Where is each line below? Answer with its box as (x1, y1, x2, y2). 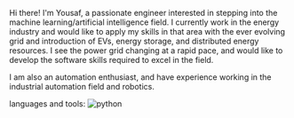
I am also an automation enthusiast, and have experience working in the (9, 72, 273, 83)
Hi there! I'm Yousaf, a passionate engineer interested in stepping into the (9, 8, 278, 18)
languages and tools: (9, 98, 86, 109)
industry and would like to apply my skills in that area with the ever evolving (9, 27, 286, 36)
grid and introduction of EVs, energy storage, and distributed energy (9, 35, 259, 46)
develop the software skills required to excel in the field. (9, 55, 214, 65)
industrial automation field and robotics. (9, 82, 155, 91)
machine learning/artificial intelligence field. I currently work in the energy (9, 17, 280, 28)
